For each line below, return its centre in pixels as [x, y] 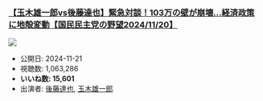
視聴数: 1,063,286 [49, 69]
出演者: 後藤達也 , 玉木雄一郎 [66, 89]
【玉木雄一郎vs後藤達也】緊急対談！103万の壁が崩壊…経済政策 [131, 12]
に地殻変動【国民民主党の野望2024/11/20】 [93, 24]
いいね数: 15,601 [47, 79]
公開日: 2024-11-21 [51, 59]
